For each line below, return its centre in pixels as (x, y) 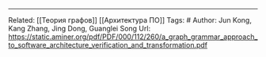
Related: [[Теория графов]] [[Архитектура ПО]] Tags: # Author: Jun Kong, (130, 20)
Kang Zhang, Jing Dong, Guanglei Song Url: (80, 28)
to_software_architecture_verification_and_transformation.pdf (108, 45)
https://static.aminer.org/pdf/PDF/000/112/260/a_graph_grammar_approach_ (133, 37)
